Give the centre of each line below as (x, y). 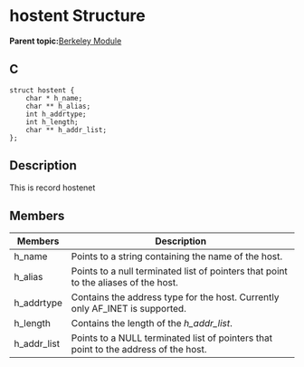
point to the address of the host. (139, 350)
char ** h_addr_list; (66, 130)
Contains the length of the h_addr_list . (152, 324)
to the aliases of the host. (124, 283)
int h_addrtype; (57, 114)
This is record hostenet (52, 188)
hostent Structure (78, 16)
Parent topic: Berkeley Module (66, 41)
